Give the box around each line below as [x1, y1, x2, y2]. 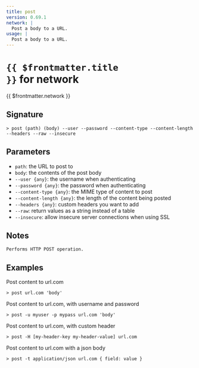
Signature [6, 110, 43, 120]
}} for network [6, 73, 79, 86]
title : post [6, 8, 36, 15]
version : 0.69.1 [6, 14, 46, 20]
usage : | [6, 31, 28, 37]
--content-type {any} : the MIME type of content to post [14, 188, 153, 195]
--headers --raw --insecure [6, 131, 76, 137]
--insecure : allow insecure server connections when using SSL [14, 213, 170, 221]
